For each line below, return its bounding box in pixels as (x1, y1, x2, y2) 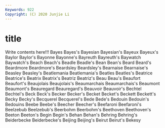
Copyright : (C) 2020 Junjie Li (5, 12, 70, 17)
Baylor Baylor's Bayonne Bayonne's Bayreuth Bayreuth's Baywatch (5, 55, 141, 61)
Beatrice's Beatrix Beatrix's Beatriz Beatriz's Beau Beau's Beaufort (5, 75, 141, 81)
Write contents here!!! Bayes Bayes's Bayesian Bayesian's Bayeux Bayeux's (5, 49, 159, 55)
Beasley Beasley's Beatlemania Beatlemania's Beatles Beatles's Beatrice (5, 70, 153, 76)
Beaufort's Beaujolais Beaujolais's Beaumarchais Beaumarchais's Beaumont (5, 81, 160, 87)
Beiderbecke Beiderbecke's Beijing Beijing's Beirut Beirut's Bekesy (5, 117, 141, 123)
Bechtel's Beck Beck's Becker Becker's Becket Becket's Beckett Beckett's (5, 91, 157, 97)
